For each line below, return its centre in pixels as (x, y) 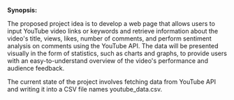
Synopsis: (22, 10)
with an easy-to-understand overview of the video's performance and (108, 61)
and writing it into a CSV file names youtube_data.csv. (85, 89)
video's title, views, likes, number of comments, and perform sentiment (109, 38)
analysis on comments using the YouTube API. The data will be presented (113, 46)
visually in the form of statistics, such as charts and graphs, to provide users (117, 53)
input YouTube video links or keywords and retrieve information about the (113, 31)
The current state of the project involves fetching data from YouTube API (112, 82)
